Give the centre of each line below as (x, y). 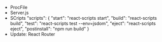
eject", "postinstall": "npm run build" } (50, 29)
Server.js (19, 13)
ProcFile (19, 7)
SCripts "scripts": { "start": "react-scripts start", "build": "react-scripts (84, 18)
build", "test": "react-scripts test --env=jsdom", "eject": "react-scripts (83, 23)
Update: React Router (33, 34)
